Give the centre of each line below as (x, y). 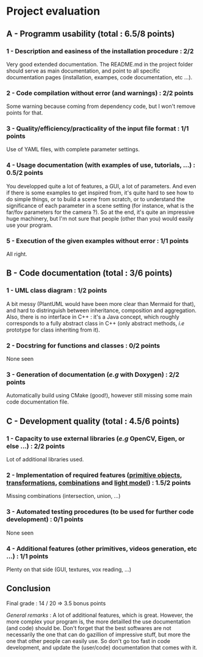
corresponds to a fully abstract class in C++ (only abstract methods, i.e (95, 323)
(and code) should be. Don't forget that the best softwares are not (89, 628)
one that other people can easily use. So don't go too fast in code (88, 641)
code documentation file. (38, 402)
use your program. (29, 225)
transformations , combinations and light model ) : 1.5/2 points (99, 483)
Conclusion (29, 588)
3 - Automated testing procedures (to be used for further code (100, 512)
